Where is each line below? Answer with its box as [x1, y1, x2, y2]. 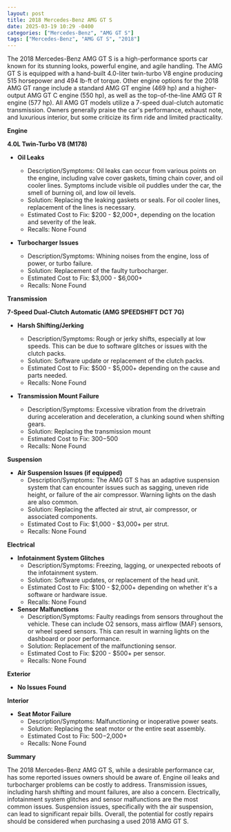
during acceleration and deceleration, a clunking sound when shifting [27, 413, 225, 421]
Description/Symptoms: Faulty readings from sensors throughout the [27, 613, 223, 621]
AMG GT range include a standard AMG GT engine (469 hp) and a [7, 84, 195, 92]
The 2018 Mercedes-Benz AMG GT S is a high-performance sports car [7, 54, 208, 63]
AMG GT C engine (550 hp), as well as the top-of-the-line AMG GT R [27, 91, 222, 100]
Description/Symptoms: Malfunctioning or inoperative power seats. [27, 718, 219, 726]
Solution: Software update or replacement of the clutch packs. [27, 356, 205, 365]
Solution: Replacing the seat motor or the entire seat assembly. [27, 724, 206, 733]
